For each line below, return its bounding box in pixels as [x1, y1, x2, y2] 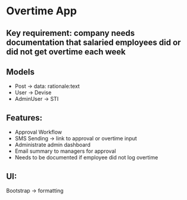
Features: [6, 112, 43, 123]
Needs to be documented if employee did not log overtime [14, 154, 158, 161]
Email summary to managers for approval [14, 147, 116, 155]
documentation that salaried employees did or [6, 37, 181, 47]
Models [6, 67, 35, 77]
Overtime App [6, 4, 77, 18]
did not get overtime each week [6, 47, 126, 57]
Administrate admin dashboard [14, 141, 91, 149]
